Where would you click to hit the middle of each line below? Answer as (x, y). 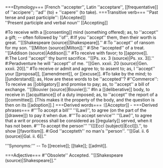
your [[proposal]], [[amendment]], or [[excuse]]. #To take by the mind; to (78, 74)
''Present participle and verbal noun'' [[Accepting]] (57, 23)
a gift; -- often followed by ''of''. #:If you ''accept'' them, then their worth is (81, 37)
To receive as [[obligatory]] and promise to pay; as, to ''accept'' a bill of (77, 84)
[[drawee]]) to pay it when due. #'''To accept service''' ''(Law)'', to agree (79, 115)
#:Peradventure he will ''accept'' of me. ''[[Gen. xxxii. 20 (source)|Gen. (77, 63)
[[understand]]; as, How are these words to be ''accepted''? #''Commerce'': (82, 79)
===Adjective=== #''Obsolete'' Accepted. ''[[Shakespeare (64, 155)
